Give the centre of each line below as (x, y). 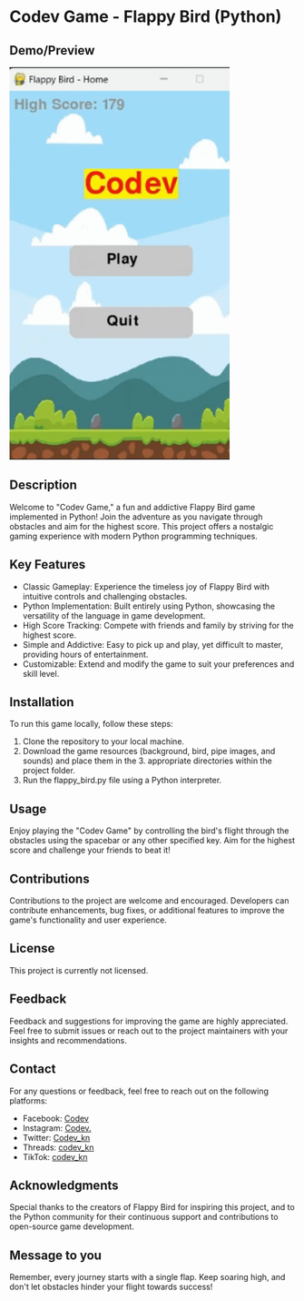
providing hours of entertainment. (85, 654)
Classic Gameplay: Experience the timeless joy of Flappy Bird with (146, 586)
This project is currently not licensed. (79, 970)
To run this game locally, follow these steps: (92, 724)
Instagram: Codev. (57, 1128)
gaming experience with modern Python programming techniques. (134, 536)
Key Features (48, 565)
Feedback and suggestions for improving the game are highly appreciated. (149, 1021)
